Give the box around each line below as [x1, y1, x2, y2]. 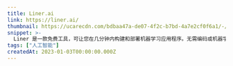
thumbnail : [7, 23, 39, 30]
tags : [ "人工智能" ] [7, 42, 60, 49]
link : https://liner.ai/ [7, 16, 79, 23]
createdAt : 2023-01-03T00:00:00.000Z [7, 49, 116, 56]
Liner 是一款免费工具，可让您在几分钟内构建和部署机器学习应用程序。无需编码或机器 [13, 36, 223, 43]
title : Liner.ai [7, 10, 54, 17]
